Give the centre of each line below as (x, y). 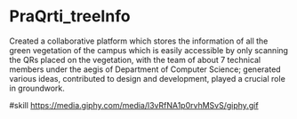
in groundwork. (37, 88)
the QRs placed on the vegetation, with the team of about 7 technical (135, 59)
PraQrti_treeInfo (70, 16)
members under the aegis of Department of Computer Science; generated (145, 69)
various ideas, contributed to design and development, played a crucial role (148, 78)
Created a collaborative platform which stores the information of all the (139, 41)
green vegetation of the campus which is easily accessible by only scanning (149, 50)
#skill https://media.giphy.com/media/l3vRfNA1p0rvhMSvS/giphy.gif (134, 105)
